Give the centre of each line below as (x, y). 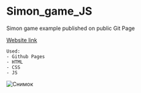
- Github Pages (26, 56)
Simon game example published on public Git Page (70, 28)
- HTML (15, 62)
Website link (22, 40)
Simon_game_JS (49, 11)
